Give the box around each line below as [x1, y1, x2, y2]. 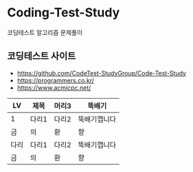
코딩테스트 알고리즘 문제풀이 [7, 28, 83, 36]
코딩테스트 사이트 [7, 50, 76, 62]
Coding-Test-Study [7, 5, 120, 21]
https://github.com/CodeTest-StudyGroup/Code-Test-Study [16, 69, 187, 77]
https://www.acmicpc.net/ [16, 84, 91, 92]
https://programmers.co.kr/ [16, 76, 95, 84]
